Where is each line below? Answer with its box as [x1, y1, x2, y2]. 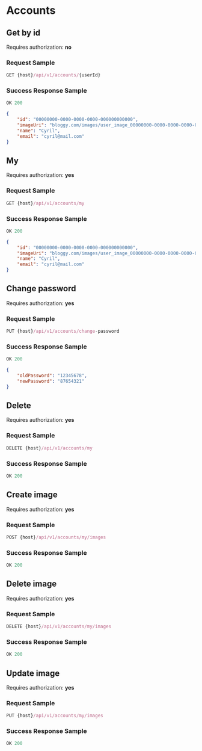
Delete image [6, 579, 57, 589]
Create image [6, 490, 58, 500]
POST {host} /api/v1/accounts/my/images [6, 534, 106, 540]
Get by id [6, 28, 41, 38]
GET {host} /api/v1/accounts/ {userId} [6, 72, 101, 78]
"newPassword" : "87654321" [17, 378, 85, 384]
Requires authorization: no [6, 43, 72, 51]
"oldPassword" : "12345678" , [17, 372, 87, 379]
